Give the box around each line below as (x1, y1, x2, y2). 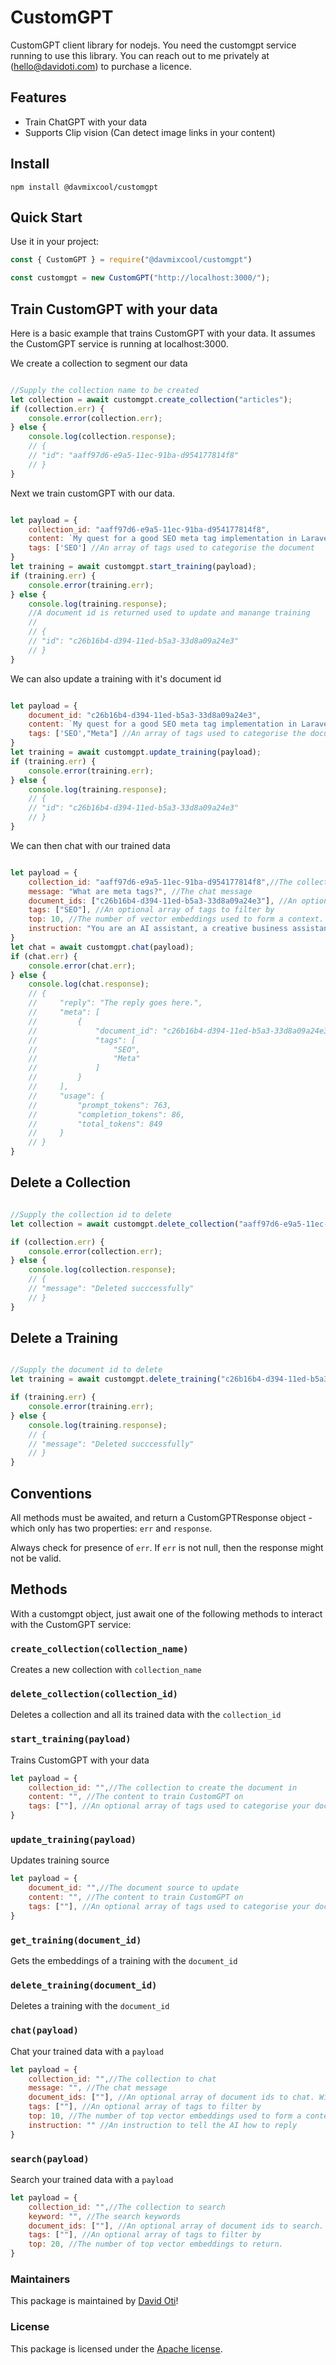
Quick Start (10, 209, 83, 226)
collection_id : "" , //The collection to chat (28, 2074, 217, 2084)
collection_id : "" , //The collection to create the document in (28, 1782, 298, 1793)
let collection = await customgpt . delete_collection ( (10, 1219, 240, 1229)
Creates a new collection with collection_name (10, 1664, 202, 1676)
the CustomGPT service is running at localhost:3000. (10, 337, 229, 350)
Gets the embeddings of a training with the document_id (10, 1955, 238, 1967)
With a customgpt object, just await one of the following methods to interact (10, 1607, 323, 1620)
